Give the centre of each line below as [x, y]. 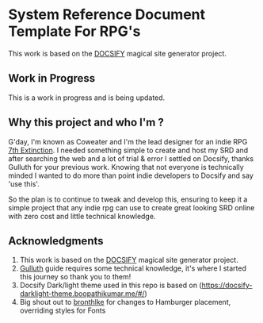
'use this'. [24, 183]
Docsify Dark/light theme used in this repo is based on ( [111, 285]
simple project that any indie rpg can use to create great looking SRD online [131, 207]
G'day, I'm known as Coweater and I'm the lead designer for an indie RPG [128, 141]
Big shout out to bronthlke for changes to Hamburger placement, [125, 302]
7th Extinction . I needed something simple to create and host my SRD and [128, 150]
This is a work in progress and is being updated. [87, 98]
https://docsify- [227, 285]
